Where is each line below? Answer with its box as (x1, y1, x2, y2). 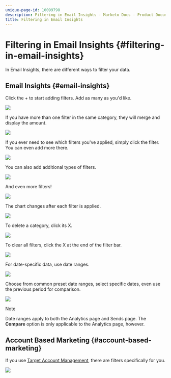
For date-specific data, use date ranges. (5, 261, 90, 268)
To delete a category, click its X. (5, 222, 73, 229)
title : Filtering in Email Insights (5, 17, 83, 22)
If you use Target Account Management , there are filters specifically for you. (5, 357, 165, 363)
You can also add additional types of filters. (5, 164, 97, 170)
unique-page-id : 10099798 (5, 7, 60, 13)
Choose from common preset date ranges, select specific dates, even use (5, 281, 161, 287)
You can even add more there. (5, 145, 69, 151)
